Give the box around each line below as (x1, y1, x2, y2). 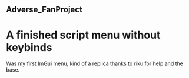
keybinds (6, 40, 52, 54)
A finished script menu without (6, 28, 161, 42)
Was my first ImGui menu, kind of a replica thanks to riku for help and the (6, 60, 184, 67)
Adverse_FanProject (6, 5, 82, 15)
